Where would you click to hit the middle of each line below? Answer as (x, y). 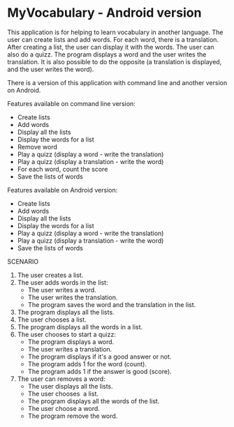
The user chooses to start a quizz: (67, 334)
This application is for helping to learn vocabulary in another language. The (115, 32)
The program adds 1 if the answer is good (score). (100, 371)
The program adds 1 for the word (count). (87, 364)
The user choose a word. (64, 408)
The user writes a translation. (70, 349)
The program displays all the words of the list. (94, 401)
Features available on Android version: (63, 190)
